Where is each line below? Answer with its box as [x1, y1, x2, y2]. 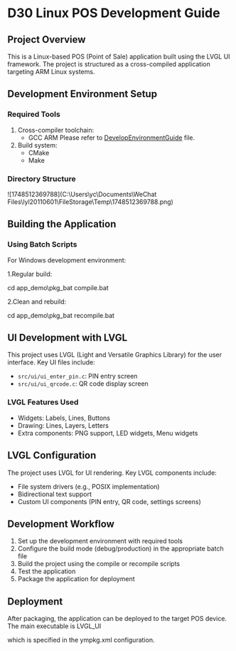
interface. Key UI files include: [7, 358, 95, 366]
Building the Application [7, 218, 117, 230]
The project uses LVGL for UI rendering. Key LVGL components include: [7, 468, 217, 477]
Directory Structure [7, 173, 76, 183]
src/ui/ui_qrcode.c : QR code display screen [17, 379, 149, 388]
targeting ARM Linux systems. [7, 68, 95, 76]
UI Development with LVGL [7, 332, 128, 344]
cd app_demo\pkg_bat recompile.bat [7, 311, 115, 319]
